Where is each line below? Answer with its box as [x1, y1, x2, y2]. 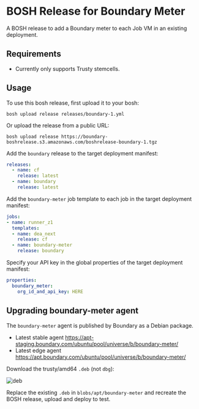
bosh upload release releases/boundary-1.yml [6, 111, 124, 117]
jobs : [6, 213, 20, 220]
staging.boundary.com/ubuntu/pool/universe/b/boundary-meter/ [15, 340, 179, 347]
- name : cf [12, 167, 40, 173]
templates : [12, 225, 40, 231]
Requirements [6, 49, 61, 59]
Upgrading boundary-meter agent [6, 306, 139, 316]
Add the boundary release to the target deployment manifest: [6, 149, 159, 157]
